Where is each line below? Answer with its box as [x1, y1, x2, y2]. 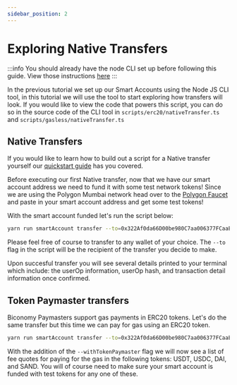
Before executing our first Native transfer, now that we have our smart [7, 176, 210, 184]
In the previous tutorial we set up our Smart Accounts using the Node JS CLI [7, 85, 229, 94]
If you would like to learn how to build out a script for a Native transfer [7, 154, 210, 163]
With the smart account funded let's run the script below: [7, 212, 174, 220]
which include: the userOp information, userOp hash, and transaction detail [7, 267, 226, 275]
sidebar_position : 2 [7, 10, 68, 18]
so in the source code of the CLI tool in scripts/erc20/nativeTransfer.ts [7, 107, 220, 116]
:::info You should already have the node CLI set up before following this [7, 64, 217, 73]
